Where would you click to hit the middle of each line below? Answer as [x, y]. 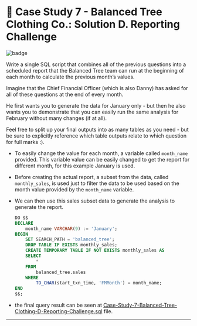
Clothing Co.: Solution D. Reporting [93, 24]
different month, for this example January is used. [75, 166]
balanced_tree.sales [61, 272]
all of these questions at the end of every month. [65, 94]
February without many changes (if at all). [57, 118]
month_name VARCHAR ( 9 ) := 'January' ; [72, 229]
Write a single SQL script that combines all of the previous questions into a [96, 64]
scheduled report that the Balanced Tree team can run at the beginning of [95, 70]
